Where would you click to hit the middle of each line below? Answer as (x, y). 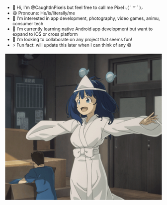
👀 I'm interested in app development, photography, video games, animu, (86, 18)
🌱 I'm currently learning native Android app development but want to (83, 29)
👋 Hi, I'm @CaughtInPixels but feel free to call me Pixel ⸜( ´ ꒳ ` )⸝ (78, 7)
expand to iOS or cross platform (45, 34)
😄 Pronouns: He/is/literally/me (44, 13)
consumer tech (28, 24)
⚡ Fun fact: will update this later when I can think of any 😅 (72, 45)
